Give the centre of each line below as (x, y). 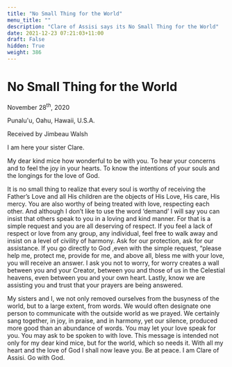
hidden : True (26, 46)
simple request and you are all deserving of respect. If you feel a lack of (110, 226)
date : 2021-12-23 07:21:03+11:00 (56, 33)
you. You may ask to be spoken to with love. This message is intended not (113, 336)
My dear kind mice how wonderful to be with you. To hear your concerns (111, 161)
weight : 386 (24, 53)
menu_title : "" (29, 20)
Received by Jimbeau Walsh (48, 134)
